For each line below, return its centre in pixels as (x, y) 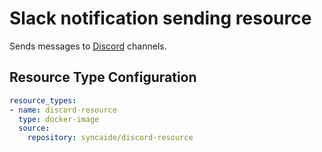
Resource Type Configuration (103, 77)
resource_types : (43, 100)
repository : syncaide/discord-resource (110, 138)
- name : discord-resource (63, 110)
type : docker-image (59, 119)
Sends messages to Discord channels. (88, 46)
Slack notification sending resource (160, 18)
